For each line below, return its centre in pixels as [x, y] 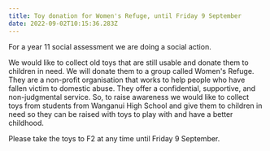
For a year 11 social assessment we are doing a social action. [110, 46]
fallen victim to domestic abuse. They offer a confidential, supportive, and [132, 88]
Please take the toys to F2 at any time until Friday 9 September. [114, 138]
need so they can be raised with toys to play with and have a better [121, 114]
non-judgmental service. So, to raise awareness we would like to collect [129, 97]
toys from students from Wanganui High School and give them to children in [135, 106]
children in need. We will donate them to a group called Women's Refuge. [131, 71]
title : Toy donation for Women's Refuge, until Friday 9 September [125, 16]
